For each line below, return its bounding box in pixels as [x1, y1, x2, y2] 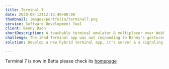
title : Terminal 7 [5, 7, 44, 12]
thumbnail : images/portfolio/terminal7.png [5, 16, 98, 21]
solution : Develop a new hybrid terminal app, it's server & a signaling [5, 40, 163, 45]
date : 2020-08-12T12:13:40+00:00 [5, 12, 75, 17]
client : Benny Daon [5, 26, 46, 31]
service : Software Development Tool [5, 21, 82, 26]
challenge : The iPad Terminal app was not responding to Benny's [5, 35, 145, 40]
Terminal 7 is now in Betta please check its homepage [5, 58, 117, 64]
